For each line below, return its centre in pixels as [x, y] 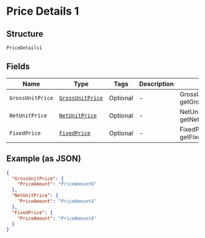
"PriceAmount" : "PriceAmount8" [57, 218]
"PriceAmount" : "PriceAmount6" [57, 184]
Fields [18, 66]
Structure [25, 34]
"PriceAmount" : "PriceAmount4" [57, 201]
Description [156, 84]
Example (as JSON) [44, 159]
